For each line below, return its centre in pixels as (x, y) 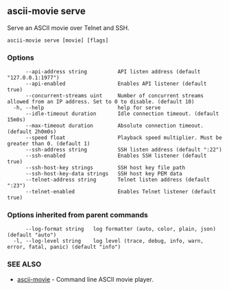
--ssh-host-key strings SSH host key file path (105, 168)
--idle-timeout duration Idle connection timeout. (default (122, 114)
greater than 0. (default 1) (49, 144)
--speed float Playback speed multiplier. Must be (124, 138)
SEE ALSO (24, 265)
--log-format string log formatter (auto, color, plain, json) (120, 229)
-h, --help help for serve (87, 108)
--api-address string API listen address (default (113, 72)
